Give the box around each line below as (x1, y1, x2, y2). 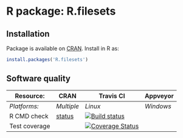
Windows (145, 102, 171, 111)
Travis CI (98, 92, 125, 100)
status (55, 112, 74, 120)
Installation (6, 29, 50, 39)
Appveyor (145, 92, 174, 100)
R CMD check (9, 112, 49, 120)
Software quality (6, 73, 71, 84)
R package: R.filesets (6, 4, 116, 18)
